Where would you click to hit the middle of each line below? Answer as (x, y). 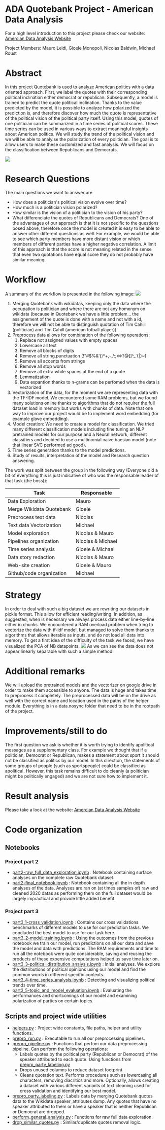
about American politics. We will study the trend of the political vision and (80, 134)
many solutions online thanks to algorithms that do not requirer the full (83, 403)
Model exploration (29, 533)
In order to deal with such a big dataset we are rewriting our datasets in (78, 609)
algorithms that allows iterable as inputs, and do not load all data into (75, 635)
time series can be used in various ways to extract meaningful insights (77, 129)
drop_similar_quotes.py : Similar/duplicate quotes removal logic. (77, 1122)
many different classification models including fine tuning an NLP (78, 429)
